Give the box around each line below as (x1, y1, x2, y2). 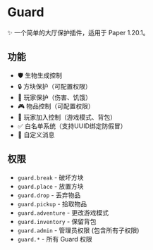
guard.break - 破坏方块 (17, 173, 84, 182)
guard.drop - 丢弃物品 (17, 191, 81, 199)
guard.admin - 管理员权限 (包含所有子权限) (17, 226, 140, 235)
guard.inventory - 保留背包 (17, 217, 97, 225)
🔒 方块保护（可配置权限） (17, 82, 92, 90)
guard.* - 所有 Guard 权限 (17, 235, 93, 243)
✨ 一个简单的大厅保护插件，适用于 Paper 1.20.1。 (7, 28, 149, 37)
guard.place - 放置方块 (17, 182, 84, 190)
